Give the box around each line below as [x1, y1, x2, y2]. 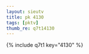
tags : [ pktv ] [6, 20, 39, 26]
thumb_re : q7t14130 [6, 25, 55, 31]
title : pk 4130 [6, 14, 44, 20]
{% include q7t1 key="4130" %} [6, 42, 84, 49]
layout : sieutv [6, 8, 44, 15]
